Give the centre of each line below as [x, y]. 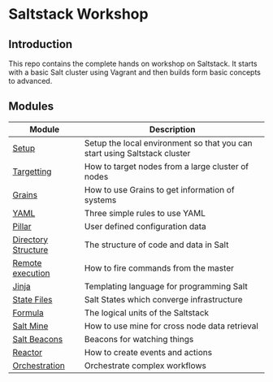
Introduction [41, 44]
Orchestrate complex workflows [145, 365]
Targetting [32, 171]
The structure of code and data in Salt [156, 245]
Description [172, 129]
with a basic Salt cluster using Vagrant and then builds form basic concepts [135, 72]
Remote [27, 263]
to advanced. [30, 81]
